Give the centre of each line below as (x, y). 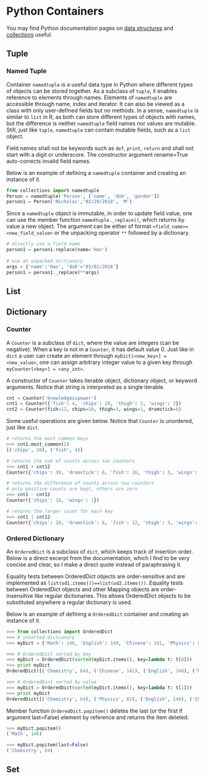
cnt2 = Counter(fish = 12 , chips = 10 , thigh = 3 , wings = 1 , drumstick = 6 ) (94, 410)
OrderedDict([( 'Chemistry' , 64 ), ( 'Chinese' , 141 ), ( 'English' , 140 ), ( (101, 671)
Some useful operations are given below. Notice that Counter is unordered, (100, 421)
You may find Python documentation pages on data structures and (90, 28)
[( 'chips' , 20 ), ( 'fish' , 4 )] (45, 450)
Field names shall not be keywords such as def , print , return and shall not (100, 148)
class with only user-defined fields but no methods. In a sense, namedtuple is (103, 110)
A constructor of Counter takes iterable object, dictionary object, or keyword (102, 380)
